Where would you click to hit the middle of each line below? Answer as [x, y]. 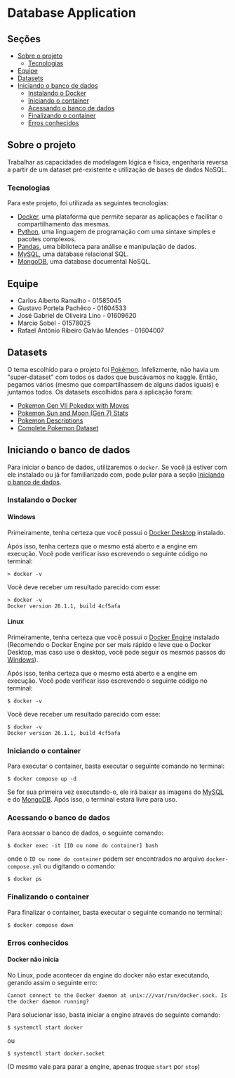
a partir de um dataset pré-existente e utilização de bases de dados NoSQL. [117, 169]
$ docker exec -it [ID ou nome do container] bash [83, 846]
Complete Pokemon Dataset [58, 428]
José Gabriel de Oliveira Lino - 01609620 [77, 315]
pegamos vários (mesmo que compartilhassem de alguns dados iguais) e [113, 384]
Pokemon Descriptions [50, 421]
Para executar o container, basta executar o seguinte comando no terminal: [116, 766]
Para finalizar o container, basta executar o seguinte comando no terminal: [115, 912]
